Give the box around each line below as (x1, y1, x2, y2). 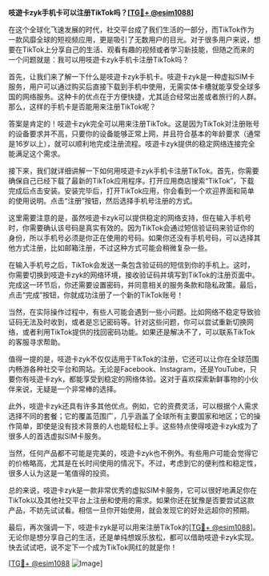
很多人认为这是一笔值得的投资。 (8, 469, 114, 477)
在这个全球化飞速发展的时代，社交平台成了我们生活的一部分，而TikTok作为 (8, 25, 255, 34)
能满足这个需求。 (8, 149, 65, 159)
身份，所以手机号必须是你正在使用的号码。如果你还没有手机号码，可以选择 (8, 233, 254, 243)
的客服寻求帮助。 (8, 337, 65, 347)
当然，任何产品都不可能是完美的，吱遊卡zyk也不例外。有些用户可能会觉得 (8, 449, 252, 457)
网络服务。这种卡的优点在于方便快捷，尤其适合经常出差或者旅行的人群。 (22, 92, 261, 101)
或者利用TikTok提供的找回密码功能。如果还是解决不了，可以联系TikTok (22, 328, 255, 336)
